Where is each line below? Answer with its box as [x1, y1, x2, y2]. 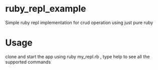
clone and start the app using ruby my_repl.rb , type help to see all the [5, 53, 150, 59]
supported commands [5, 58, 51, 65]
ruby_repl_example [5, 3, 86, 14]
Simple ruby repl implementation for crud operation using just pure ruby [5, 19, 153, 25]
